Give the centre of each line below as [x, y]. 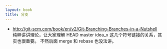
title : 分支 [17, 14]
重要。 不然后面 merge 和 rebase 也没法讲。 [71, 41]
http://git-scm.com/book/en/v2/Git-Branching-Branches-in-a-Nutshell [85, 28]
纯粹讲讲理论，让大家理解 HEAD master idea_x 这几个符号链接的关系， [85, 34]
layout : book [19, 10]
